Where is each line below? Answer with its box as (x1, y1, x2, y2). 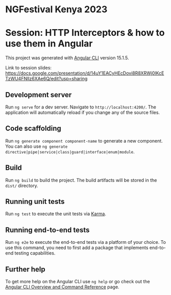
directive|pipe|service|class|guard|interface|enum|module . (5, 148, 135, 154)
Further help (5, 265, 46, 274)
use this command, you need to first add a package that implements (5, 244, 149, 251)
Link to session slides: (5, 65, 52, 71)
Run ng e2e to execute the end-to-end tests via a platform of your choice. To (5, 239, 166, 245)
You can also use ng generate (5, 143, 68, 149)
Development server (5, 90, 72, 99)
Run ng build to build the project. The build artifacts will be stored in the (5, 177, 157, 183)
